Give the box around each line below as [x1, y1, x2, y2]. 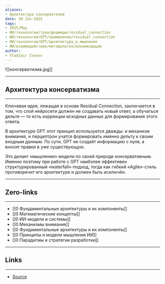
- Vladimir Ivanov [5, 53, 43, 58]
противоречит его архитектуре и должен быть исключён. [5, 169, 126, 175]
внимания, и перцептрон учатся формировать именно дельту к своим [5, 133, 153, 139]
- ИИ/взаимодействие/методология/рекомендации [5, 44, 102, 49]
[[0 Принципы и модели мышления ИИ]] [12, 232, 97, 238]
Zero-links [5, 188, 38, 196]
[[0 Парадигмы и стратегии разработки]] [12, 237, 99, 243]
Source [12, 274, 27, 280]
